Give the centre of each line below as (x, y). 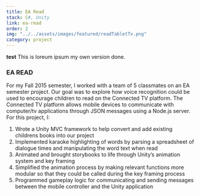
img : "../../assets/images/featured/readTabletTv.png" (77, 34)
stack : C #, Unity (28, 17)
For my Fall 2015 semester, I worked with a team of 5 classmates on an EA (98, 85)
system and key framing (45, 161)
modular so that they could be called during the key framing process (100, 174)
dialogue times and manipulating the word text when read (86, 149)
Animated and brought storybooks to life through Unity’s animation (98, 155)
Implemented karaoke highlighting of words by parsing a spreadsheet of (105, 142)
